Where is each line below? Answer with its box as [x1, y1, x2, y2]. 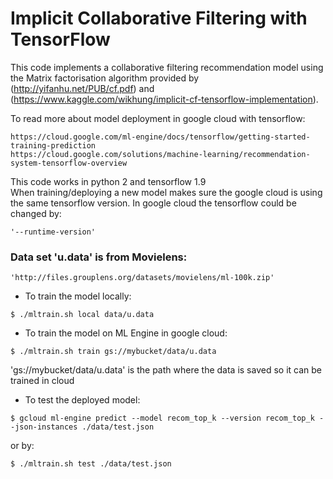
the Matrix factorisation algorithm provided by [10, 72, 200, 84]
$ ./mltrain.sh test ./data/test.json [10, 459, 172, 469]
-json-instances [10, 422, 78, 432]
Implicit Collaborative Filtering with [10, 7, 308, 30]
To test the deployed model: [24, 394, 141, 406]
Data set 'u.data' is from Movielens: [10, 250, 188, 264]
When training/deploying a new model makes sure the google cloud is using [10, 186, 323, 198]
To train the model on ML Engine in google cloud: [24, 327, 228, 339]
